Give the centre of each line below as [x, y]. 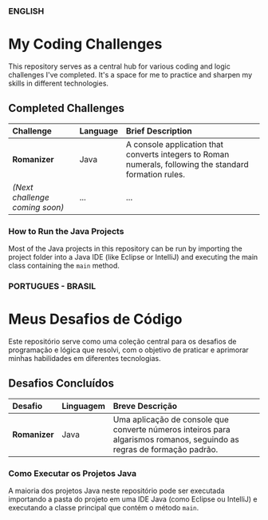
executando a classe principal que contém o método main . [104, 507]
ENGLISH [26, 11]
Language [99, 131]
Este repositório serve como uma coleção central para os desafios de [122, 341]
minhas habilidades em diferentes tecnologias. [85, 358]
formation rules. [156, 174]
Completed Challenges [67, 108]
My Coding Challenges [85, 44]
